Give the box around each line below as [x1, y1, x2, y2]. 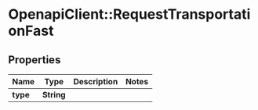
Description [73, 76, 118, 87]
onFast [8, 22, 54, 40]
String [42, 90, 66, 100]
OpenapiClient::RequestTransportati [8, 5, 251, 23]
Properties [8, 53, 61, 66]
